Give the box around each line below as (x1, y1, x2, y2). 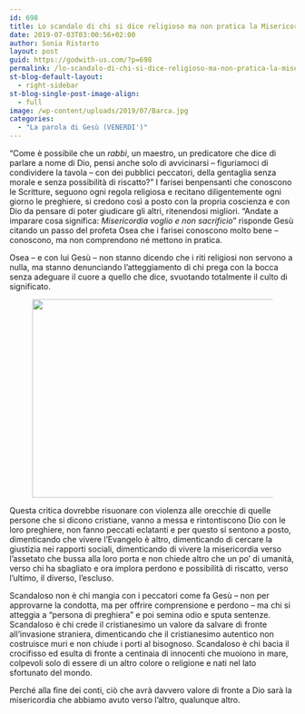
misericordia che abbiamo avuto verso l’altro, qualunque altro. (9, 695, 241, 705)
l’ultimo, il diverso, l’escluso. (9, 572, 114, 583)
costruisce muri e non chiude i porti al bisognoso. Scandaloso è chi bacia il (9, 639, 290, 649)
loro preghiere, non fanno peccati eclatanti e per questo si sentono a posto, (9, 524, 292, 535)
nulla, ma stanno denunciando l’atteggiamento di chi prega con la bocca (9, 262, 279, 272)
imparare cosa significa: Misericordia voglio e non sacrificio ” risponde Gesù (9, 215, 294, 226)
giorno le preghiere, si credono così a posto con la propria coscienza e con (9, 196, 290, 207)
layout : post (9, 47, 59, 56)
